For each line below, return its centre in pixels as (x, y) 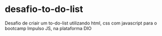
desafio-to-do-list (44, 9)
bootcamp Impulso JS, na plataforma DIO (48, 28)
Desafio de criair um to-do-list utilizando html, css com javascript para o (81, 23)
